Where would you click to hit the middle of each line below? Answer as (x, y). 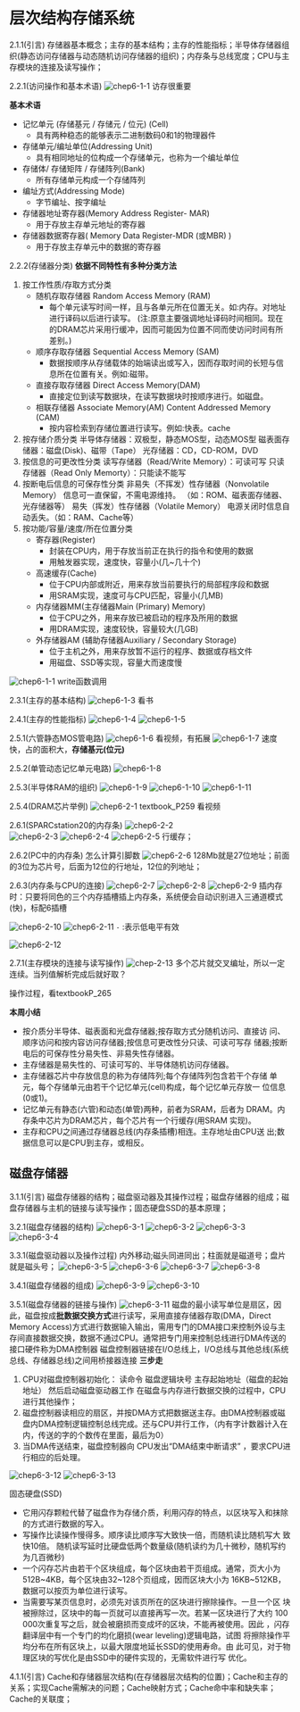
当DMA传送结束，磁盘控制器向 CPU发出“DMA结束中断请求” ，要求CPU (152, 1446)
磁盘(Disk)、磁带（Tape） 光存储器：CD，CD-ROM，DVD (152, 450)
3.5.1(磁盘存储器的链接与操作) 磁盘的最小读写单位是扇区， (142, 1304)
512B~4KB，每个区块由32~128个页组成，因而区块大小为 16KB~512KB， (154, 1579)
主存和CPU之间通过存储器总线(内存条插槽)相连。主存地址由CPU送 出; (150, 1131)
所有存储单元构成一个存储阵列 (90, 179)
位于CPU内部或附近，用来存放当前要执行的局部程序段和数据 (159, 584)
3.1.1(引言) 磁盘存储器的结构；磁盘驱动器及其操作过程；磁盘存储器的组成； (146, 1196)
